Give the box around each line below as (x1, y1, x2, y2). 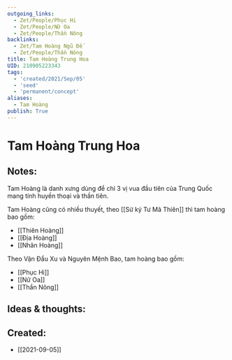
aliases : (7, 95, 33, 102)
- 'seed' (13, 82, 39, 89)
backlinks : (7, 36, 39, 43)
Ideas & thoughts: (7, 303, 86, 315)
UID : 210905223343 (7, 62, 61, 69)
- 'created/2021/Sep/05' (13, 75, 86, 82)
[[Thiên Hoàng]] (17, 226, 64, 234)
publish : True (7, 108, 49, 115)
